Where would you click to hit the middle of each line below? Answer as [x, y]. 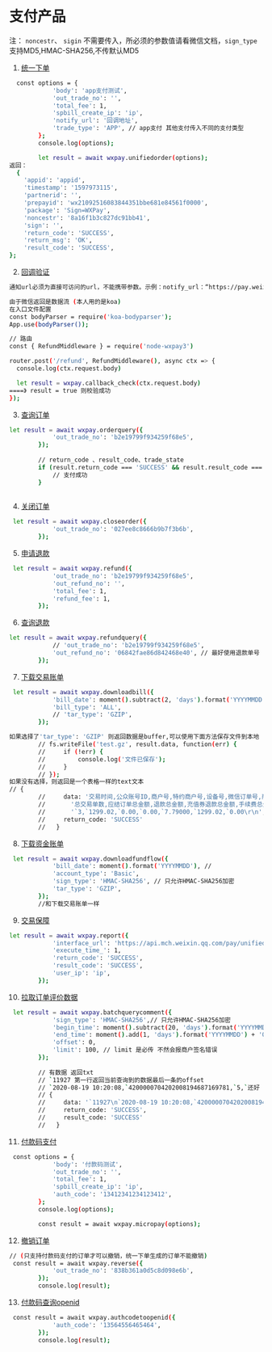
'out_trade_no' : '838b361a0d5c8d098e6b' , [123, 1271]
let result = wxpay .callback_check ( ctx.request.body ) [109, 383]
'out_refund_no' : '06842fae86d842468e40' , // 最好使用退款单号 [156, 653]
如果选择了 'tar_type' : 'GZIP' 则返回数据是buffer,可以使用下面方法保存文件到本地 [134, 737]
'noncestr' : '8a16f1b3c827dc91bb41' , [87, 218]
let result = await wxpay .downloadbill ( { [83, 692]
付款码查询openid [50, 1303]
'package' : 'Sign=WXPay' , [67, 210]
